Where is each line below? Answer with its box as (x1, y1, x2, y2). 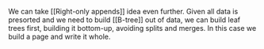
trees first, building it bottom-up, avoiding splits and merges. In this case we (8, 24, 257, 32)
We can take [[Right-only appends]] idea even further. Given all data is (8, 7, 239, 16)
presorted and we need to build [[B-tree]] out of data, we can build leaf (8, 15, 241, 24)
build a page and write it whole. (8, 32, 111, 41)
